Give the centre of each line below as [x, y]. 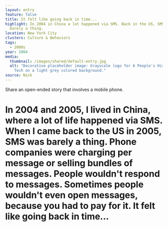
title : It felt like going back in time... [51, 19]
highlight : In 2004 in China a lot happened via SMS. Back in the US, [80, 24]
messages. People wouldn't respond [82, 174]
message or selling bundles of [69, 163]
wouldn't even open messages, [71, 195]
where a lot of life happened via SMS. [84, 121]
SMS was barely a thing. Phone [71, 142]
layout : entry [20, 10]
